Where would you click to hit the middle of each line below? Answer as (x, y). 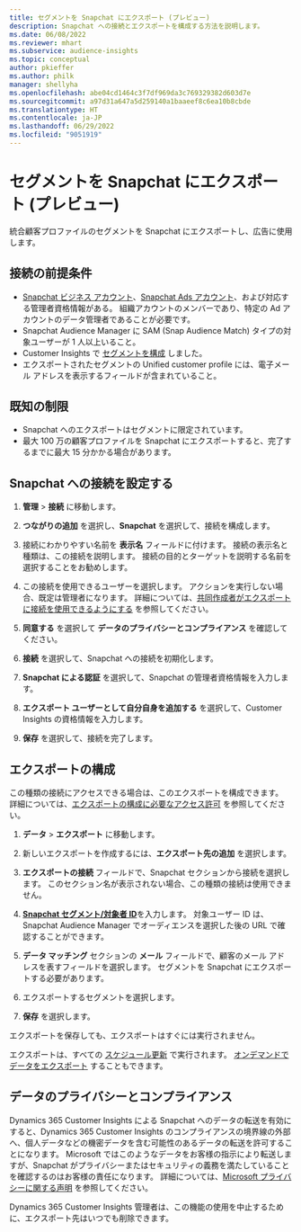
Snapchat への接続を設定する (91, 483)
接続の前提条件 (51, 274)
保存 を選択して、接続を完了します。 (90, 738)
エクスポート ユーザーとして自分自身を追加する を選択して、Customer (152, 708)
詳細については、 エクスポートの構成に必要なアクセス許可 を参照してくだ (144, 804)
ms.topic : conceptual (50, 59)
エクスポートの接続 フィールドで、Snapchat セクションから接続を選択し (156, 872)
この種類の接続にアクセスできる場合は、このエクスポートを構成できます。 (146, 793)
